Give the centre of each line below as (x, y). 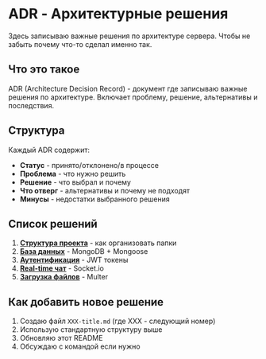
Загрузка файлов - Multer (64, 277)
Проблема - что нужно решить (73, 174)
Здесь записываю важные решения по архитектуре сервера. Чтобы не (129, 36)
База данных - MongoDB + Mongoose (84, 252)
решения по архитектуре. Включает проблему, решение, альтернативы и (133, 97)
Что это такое (44, 70)
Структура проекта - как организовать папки (98, 243)
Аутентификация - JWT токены (74, 260)
